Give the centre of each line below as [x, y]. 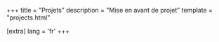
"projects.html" [28, 17]
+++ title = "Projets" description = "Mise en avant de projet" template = [110, 10]
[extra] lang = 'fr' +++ [38, 31]
